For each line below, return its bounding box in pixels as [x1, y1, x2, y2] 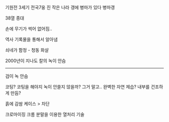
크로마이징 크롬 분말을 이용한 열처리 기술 [5, 111, 84, 117]
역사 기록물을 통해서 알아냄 [5, 37, 58, 42]
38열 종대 [5, 15, 24, 21]
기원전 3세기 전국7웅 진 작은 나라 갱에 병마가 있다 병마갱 [5, 5, 115, 10]
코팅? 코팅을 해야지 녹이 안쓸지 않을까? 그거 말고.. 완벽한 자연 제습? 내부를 [5, 84, 150, 89]
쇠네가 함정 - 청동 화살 [5, 47, 49, 53]
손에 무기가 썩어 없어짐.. [5, 26, 52, 32]
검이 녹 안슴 [5, 73, 29, 79]
